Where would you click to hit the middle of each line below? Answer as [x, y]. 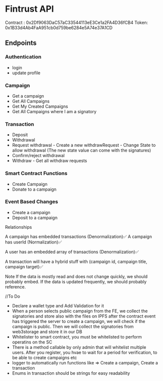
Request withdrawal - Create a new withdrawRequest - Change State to [84, 145]
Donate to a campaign [34, 189]
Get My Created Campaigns [40, 106]
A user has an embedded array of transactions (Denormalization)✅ [72, 252]
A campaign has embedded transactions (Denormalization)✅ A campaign [79, 236]
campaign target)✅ [24, 266]
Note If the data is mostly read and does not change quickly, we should [76, 276]
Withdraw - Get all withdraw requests [50, 161]
